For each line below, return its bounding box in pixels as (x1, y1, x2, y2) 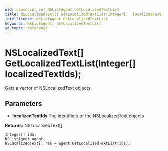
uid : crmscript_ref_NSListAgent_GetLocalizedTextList (5, 7, 120, 12)
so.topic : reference (5, 26, 48, 31)
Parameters (5, 99, 42, 108)
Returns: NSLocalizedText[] (5, 122, 63, 128)
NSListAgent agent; (5, 136, 46, 141)
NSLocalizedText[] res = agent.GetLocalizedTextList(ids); (5, 141, 131, 146)
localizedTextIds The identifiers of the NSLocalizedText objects (12, 113, 144, 119)
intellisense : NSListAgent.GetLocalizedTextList (5, 16, 108, 21)
